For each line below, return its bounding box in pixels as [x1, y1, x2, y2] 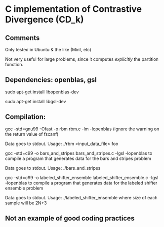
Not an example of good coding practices [5, 214, 135, 223]
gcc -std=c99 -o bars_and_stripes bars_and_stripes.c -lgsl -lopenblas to [5, 150, 153, 156]
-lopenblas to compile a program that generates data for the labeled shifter [5, 180, 158, 186]
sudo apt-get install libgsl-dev [5, 98, 66, 104]
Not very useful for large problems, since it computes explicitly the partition [5, 56, 159, 62]
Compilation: [5, 113, 46, 121]
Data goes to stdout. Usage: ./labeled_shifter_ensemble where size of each [5, 194, 158, 200]
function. [5, 62, 24, 67]
